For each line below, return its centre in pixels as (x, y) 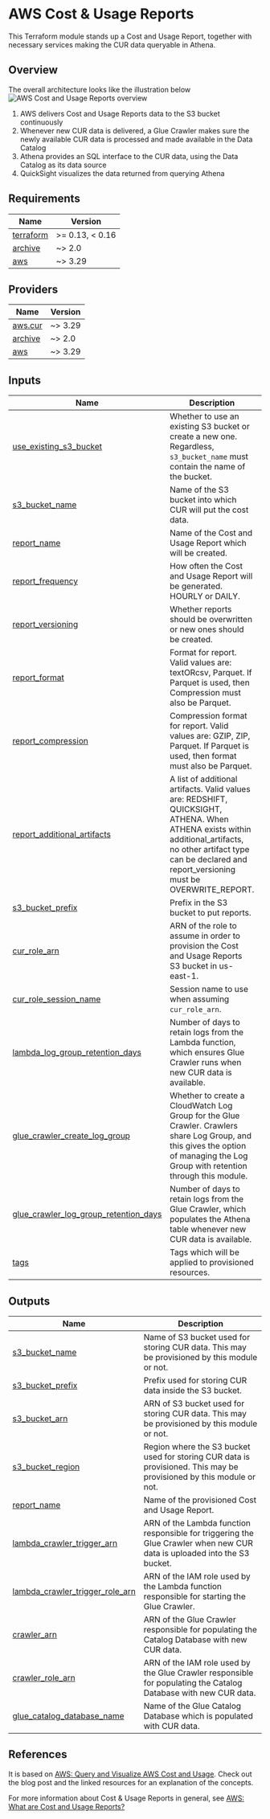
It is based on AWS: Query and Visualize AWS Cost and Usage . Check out (130, 1774)
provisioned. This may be (191, 1467)
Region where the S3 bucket (197, 1446)
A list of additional (204, 779)
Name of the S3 (199, 490)
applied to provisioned (212, 1263)
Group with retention (209, 1166)
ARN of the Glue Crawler (190, 1619)
